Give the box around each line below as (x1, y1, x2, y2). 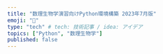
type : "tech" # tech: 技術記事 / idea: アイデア (7, 23, 143, 30)
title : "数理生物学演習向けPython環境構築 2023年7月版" (7, 10, 157, 18)
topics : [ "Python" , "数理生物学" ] (7, 29, 103, 37)
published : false (7, 36, 58, 43)
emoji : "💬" (7, 17, 39, 24)
